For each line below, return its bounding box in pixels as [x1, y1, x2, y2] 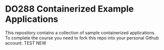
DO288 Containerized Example [5, 3, 134, 15]
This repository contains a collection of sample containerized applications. [5, 30, 156, 35]
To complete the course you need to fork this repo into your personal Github [5, 35, 159, 41]
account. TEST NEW [5, 40, 47, 46]
